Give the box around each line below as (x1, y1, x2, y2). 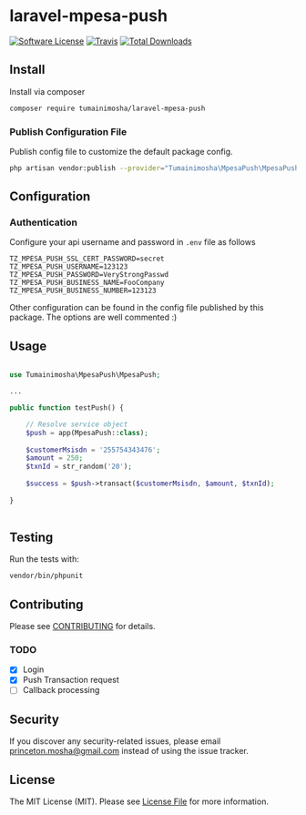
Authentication (9, 216, 77, 229)
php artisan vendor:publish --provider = (9, 163, 166, 173)
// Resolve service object (25, 420, 128, 429)
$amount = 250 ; (25, 453, 84, 463)
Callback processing (22, 685, 100, 696)
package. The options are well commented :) (9, 311, 178, 323)
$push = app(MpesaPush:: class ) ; (25, 428, 148, 437)
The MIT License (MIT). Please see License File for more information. (9, 796, 269, 807)
